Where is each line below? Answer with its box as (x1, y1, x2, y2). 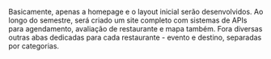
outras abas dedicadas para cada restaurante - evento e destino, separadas (8, 32, 262, 42)
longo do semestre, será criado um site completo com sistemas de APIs (8, 15, 248, 25)
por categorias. (8, 41, 59, 51)
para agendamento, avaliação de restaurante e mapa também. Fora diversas (8, 24, 263, 33)
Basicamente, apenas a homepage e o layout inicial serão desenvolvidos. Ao (8, 7, 264, 16)
